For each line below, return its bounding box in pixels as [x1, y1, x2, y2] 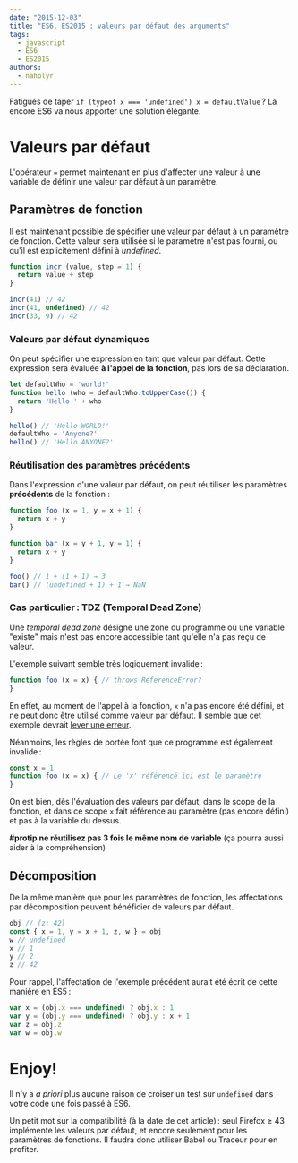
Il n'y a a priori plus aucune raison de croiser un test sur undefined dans [9, 1088, 274, 1098]
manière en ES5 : [9, 986, 72, 997]
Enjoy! [9, 1058, 58, 1079]
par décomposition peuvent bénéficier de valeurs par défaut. [9, 901, 234, 912]
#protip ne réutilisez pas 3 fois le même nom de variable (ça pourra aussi [9, 832, 284, 843]
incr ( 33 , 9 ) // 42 [9, 311, 78, 321]
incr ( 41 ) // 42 [9, 295, 66, 305]
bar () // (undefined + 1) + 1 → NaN [9, 580, 146, 590]
